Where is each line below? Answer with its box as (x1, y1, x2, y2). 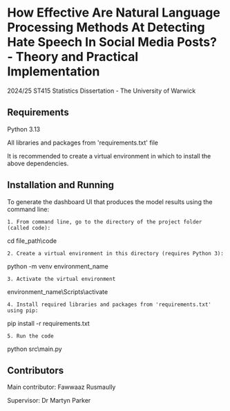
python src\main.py (7, 345, 62, 353)
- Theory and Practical (7, 49, 139, 65)
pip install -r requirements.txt (7, 319, 90, 327)
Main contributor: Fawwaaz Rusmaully (7, 383, 116, 392)
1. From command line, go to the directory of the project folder (7, 218, 202, 226)
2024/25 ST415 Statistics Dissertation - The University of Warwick (7, 86, 196, 95)
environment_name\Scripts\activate (7, 287, 108, 295)
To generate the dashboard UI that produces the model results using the (7, 197, 213, 205)
